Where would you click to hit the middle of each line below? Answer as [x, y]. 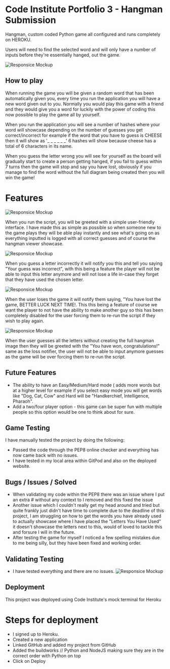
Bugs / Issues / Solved [41, 482]
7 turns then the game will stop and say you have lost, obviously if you [78, 167]
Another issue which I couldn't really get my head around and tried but [86, 505]
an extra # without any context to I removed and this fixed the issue [83, 500]
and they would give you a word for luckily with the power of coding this [80, 109]
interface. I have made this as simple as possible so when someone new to [83, 227]
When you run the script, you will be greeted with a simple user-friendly [80, 222]
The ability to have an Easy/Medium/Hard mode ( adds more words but [86, 385]
